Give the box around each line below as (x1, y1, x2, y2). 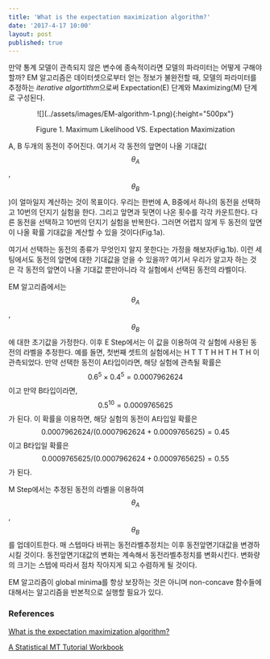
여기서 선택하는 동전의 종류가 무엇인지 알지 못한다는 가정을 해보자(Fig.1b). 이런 (8, 244, 254, 254)
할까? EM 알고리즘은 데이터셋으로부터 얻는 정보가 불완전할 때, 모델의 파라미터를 (8, 73, 257, 82)
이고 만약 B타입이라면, (8, 386, 78, 395)
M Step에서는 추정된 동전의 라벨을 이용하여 (8, 484, 144, 494)
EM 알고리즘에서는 (8, 282, 67, 291)
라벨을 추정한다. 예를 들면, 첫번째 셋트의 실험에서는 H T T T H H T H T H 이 (23, 348, 260, 357)
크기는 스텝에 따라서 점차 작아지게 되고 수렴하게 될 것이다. (16, 561, 197, 570)
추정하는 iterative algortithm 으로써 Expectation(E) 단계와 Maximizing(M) (8, 83, 243, 93)
